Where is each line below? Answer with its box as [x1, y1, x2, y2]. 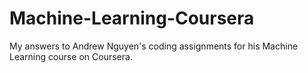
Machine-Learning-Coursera [9, 7, 255, 30]
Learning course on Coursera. [9, 50, 133, 62]
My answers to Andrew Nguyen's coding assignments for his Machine [9, 40, 299, 52]
